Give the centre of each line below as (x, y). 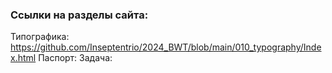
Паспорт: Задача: (75, 58)
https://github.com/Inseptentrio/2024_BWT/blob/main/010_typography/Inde (166, 47)
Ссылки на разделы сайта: (79, 15)
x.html (23, 58)
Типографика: (40, 37)
